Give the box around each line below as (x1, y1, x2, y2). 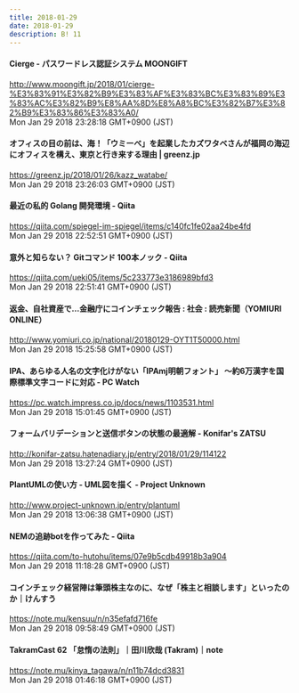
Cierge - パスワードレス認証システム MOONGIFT (9, 58, 189, 69)
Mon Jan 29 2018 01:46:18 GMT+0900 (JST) (9, 674, 173, 685)
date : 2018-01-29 (9, 21, 74, 30)
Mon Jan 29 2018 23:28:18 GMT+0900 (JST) (9, 117, 174, 127)
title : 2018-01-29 (9, 12, 77, 22)
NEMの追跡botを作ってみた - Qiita (9, 531, 135, 542)
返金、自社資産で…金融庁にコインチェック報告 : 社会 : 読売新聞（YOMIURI (9, 303, 282, 314)
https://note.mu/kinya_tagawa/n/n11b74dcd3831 (9, 664, 185, 675)
